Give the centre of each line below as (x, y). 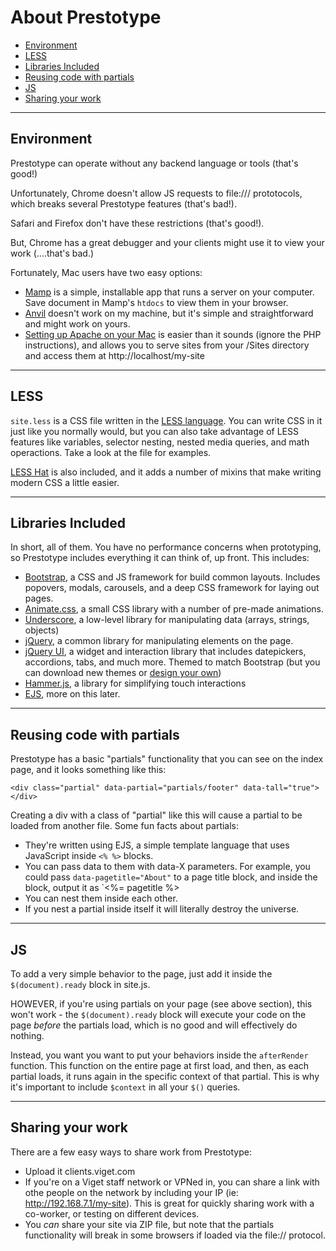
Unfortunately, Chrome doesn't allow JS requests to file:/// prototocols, (156, 193)
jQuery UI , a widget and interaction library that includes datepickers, (165, 652)
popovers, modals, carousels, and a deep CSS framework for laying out (172, 588)
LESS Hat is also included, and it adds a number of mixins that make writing (166, 472)
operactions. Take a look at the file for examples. (111, 452)
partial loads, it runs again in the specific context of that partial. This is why (165, 1076)
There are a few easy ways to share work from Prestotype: (131, 1152)
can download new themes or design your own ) (123, 673)
